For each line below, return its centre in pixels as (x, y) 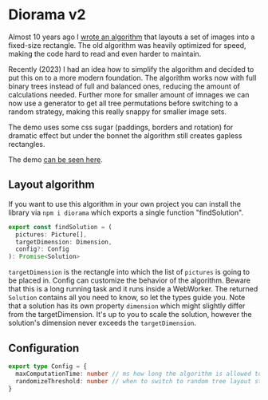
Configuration (44, 348)
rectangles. (27, 144)
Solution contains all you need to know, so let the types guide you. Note (127, 298)
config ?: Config (42, 249)
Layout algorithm (51, 185)
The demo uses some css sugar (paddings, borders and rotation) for (121, 127)
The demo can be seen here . (56, 159)
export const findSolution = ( (60, 227)
